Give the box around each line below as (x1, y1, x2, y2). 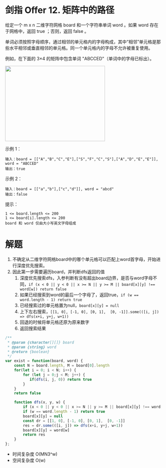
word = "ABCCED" (5, 161, 39, 166)
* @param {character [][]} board (7, 340, 74, 345)
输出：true (5, 166, 26, 171)
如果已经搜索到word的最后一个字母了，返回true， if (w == (19, 292, 139, 298)
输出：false (5, 192, 28, 197)
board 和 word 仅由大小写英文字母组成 (5, 221, 76, 226)
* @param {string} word (7, 345, 56, 350)
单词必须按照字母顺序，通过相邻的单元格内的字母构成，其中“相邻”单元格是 (5, 38, 157, 45)
